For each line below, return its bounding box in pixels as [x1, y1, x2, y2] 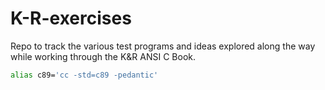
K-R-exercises [10, 7, 132, 30]
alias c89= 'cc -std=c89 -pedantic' [10, 70, 159, 80]
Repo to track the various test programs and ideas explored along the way [10, 40, 316, 52]
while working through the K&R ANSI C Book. [10, 50, 196, 62]
